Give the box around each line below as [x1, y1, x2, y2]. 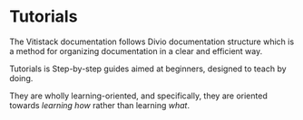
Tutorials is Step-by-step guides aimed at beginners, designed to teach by [9, 63, 288, 74]
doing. [9, 72, 34, 83]
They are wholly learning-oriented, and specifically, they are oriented [9, 90, 268, 101]
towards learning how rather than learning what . [9, 99, 191, 110]
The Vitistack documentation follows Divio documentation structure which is [9, 36, 295, 47]
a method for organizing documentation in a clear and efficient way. [9, 45, 263, 56]
